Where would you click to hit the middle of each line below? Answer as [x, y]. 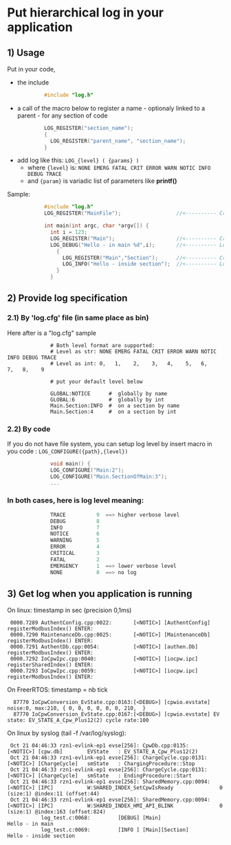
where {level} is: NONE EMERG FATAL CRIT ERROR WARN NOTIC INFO [119, 168]
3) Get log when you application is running [100, 594]
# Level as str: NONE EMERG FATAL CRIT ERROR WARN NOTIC [133, 351]
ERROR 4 [75, 547]
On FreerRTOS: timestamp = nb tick [57, 690]
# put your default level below [97, 382]
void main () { [70, 463]
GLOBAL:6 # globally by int [108, 399]
